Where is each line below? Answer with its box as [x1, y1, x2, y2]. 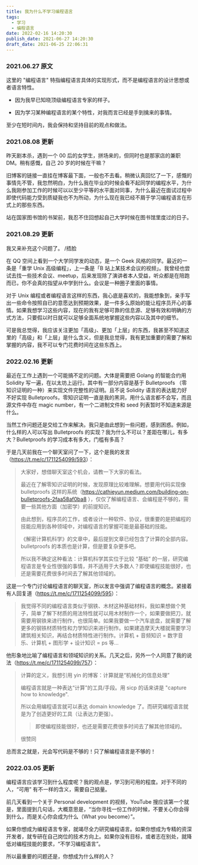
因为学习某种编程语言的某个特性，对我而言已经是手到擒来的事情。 [14, 109, 175, 116]
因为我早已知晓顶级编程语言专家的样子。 [14, 97, 113, 104]
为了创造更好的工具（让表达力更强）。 [25, 711, 117, 718]
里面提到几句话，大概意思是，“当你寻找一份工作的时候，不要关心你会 [16, 805, 184, 813]
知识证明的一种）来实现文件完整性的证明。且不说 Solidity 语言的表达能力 [6, 387, 182, 394]
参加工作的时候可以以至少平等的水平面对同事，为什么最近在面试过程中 [21, 187, 192, 194]
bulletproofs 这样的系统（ [20, 488, 82, 496]
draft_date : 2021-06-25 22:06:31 [6, 42, 88, 48]
